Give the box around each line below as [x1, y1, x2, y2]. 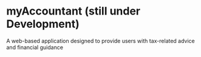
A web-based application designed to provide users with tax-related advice [6, 37, 196, 44]
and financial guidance [6, 44, 64, 51]
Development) [6, 17, 80, 31]
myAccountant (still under [6, 4, 141, 18]
